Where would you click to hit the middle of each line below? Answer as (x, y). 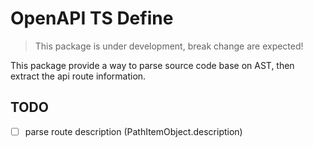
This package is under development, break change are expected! (169, 46)
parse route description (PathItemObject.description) (133, 131)
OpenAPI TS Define (92, 18)
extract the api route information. (78, 76)
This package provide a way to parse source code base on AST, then (152, 65)
